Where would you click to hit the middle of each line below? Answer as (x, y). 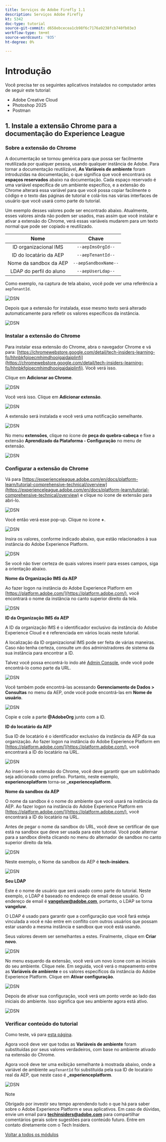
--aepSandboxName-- (96, 263)
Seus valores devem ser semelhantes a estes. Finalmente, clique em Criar (81, 936)
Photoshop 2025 (29, 105)
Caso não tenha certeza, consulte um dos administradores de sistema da (80, 647)
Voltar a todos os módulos (32, 1135)
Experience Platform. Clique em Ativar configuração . (60, 976)
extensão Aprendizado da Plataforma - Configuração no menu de (73, 440)
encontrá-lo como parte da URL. (38, 668)
